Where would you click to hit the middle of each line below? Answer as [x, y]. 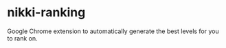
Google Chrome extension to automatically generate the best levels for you [113, 31]
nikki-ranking [46, 13]
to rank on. [22, 38]
